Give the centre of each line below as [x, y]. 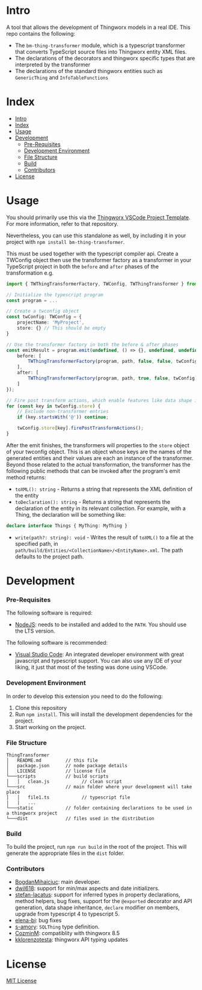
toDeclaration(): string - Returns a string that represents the [92, 502]
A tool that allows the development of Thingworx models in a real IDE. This [98, 27]
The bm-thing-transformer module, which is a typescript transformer [100, 45]
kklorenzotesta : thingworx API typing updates [71, 940]
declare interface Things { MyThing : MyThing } [67, 526]
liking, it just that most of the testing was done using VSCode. [91, 667]
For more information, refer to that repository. [63, 223]
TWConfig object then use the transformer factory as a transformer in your [99, 260]
